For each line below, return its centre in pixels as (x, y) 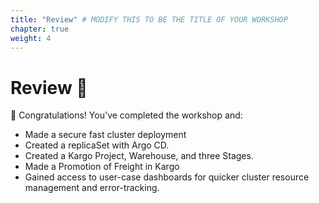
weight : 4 (31, 38)
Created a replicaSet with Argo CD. (97, 145)
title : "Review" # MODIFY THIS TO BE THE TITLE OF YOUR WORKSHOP (149, 19)
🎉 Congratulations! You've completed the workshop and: (126, 115)
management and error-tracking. (92, 188)
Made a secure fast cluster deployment (105, 135)
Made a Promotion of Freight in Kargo (102, 167)
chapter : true (40, 29)
